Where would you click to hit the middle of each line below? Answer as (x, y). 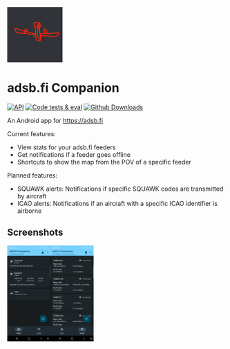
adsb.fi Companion (63, 88)
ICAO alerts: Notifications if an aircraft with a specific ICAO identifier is (117, 203)
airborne (29, 211)
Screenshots (35, 233)
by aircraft (32, 196)
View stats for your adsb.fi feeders (66, 147)
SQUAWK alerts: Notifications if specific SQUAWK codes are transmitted (120, 189)
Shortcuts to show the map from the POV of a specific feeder (104, 162)
